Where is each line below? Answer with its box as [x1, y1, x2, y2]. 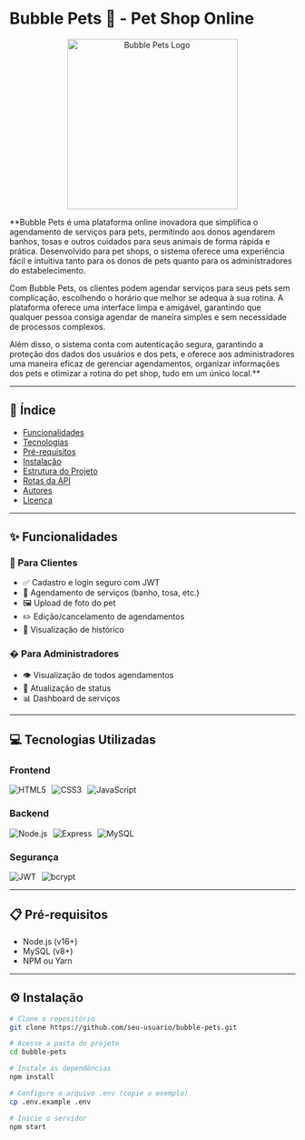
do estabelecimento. [9, 265, 86, 275]
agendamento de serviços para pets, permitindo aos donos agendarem [9, 226, 276, 237]
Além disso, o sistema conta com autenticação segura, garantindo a [9, 338, 264, 349]
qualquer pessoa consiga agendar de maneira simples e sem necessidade [9, 311, 288, 322]
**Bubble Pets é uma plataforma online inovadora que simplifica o [9, 216, 259, 227]
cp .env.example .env [9, 1097, 92, 1106]
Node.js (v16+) [22, 935, 78, 946]
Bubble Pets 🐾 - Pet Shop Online [9, 8, 254, 29]
